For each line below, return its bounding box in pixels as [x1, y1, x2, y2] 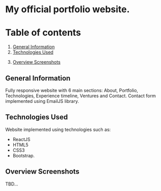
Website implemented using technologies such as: [5, 126, 111, 132]
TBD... [5, 181, 18, 187]
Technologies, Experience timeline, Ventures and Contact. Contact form [5, 93, 156, 99]
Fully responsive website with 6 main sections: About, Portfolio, [5, 87, 139, 93]
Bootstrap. [12, 152, 35, 158]
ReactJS [12, 136, 31, 142]
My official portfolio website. [5, 4, 130, 15]
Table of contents [5, 27, 82, 39]
